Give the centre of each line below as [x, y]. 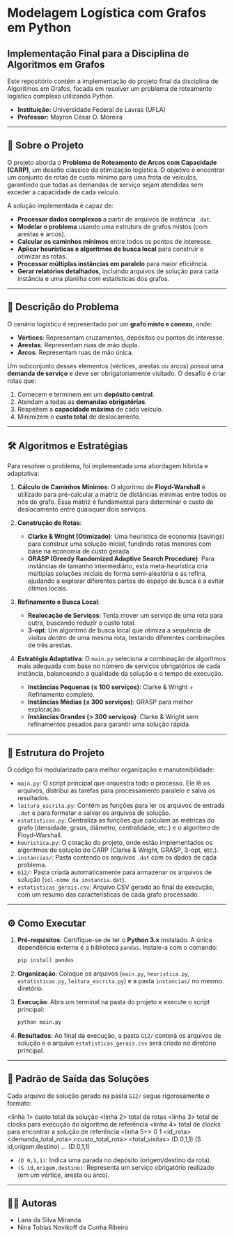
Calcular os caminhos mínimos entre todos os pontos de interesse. [115, 241]
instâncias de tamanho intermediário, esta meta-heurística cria [118, 566]
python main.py [39, 1022]
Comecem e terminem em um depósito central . [86, 394]
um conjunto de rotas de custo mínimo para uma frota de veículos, [103, 177]
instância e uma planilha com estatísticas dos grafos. [93, 278]
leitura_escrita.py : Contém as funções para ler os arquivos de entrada [121, 806]
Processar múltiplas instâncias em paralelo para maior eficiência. [113, 263]
